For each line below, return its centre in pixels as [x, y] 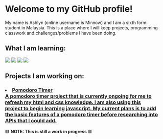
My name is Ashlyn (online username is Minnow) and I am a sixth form [76, 23]
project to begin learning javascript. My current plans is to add [81, 109]
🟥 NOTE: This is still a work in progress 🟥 [49, 132]
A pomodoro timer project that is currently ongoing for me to [78, 96]
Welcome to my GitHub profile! [69, 9]
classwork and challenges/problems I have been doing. [61, 33]
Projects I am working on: [45, 76]
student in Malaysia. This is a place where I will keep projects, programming [81, 27]
